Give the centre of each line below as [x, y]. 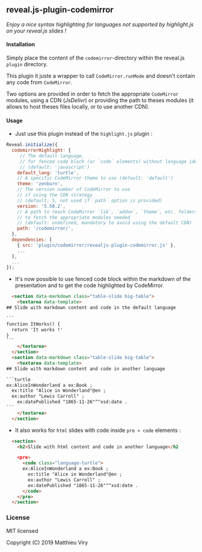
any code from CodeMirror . [39, 82]
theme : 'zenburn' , [40, 184]
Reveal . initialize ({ [32, 145]
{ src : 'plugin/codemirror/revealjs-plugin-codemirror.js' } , [96, 245]
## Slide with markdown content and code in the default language [91, 308]
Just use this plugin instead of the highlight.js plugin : [84, 134]
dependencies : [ [32, 240]
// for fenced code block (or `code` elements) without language [103, 162]
